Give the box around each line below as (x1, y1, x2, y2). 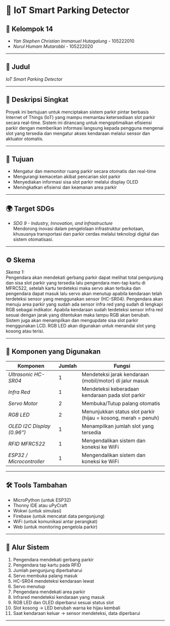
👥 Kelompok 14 (6, 25, 53, 33)
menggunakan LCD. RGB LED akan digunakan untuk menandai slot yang (6, 323, 156, 329)
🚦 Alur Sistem (6, 543, 49, 552)
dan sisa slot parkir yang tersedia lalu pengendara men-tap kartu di (6, 280, 146, 286)
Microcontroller (8, 458, 45, 465)
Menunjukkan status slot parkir (82, 408, 155, 415)
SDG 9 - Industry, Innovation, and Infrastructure (13, 220, 113, 226)
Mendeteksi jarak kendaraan (82, 371, 149, 378)
